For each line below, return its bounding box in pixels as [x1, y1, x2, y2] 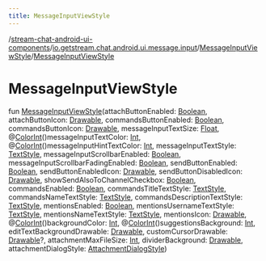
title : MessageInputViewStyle [8, 11, 111, 20]
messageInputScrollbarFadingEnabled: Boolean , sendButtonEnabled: [8, 158, 238, 167]
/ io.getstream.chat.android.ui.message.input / [49, 42, 201, 53]
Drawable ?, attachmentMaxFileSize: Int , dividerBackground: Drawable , [8, 235, 243, 245]
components [8, 42, 51, 53]
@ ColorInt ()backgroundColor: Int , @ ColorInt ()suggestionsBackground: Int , [8, 217, 256, 227]
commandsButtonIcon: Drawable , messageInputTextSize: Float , [8, 123, 220, 133]
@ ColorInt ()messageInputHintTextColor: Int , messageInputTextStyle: [8, 141, 237, 150]
